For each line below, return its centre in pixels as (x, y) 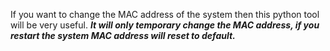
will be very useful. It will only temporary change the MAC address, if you (165, 25)
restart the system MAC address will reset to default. (123, 35)
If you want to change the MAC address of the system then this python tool (165, 14)
